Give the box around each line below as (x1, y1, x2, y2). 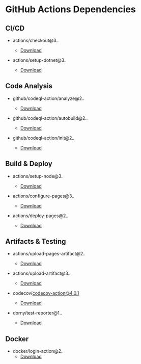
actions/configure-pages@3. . (12, 193, 75, 199)
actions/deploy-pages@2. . (12, 213, 69, 219)
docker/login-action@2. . (12, 348, 64, 354)
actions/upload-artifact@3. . (12, 270, 71, 276)
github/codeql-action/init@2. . (12, 135, 75, 141)
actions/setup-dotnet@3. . (12, 57, 67, 63)
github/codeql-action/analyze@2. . (12, 95, 85, 101)
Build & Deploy (5, 160, 52, 168)
